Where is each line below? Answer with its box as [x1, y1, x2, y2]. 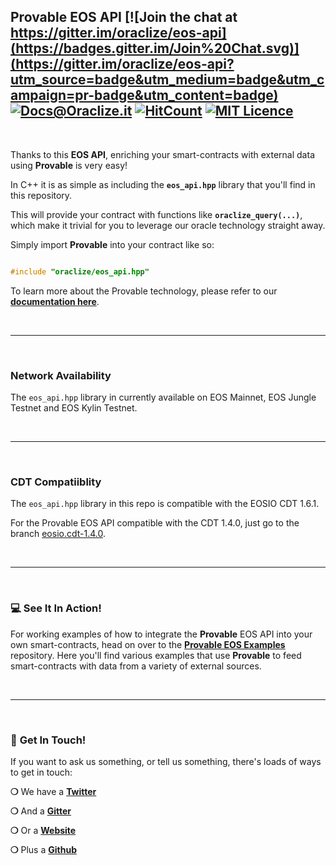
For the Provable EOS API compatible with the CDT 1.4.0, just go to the [10, 517, 300, 529]
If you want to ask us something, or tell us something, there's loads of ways [10, 755, 322, 767]
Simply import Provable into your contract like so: [10, 238, 215, 250]
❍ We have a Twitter [10, 785, 97, 797]
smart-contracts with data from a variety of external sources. [10, 660, 262, 672]
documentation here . [10, 295, 100, 307]
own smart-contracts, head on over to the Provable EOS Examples [10, 638, 286, 650]
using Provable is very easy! [10, 159, 128, 171]
